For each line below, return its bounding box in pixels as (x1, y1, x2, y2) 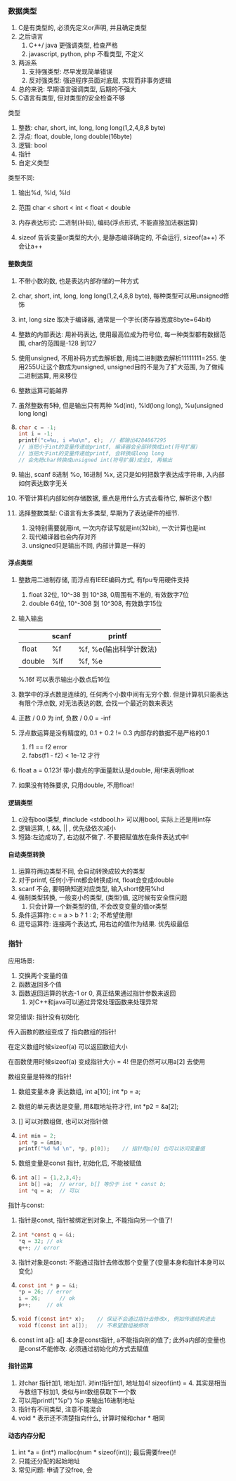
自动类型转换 (8, 850, 45, 858)
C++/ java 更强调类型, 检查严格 (28, 41, 118, 50)
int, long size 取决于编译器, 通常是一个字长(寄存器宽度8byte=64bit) (18, 315, 211, 324)
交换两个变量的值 (18, 971, 68, 980)
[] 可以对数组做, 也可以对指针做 (18, 1117, 108, 1125)
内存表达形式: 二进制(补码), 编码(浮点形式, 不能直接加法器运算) (18, 218, 199, 227)
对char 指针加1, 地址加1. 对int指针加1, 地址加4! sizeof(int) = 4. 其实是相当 (18, 1378, 227, 1387)
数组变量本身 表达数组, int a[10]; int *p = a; (18, 1087, 141, 1095)
